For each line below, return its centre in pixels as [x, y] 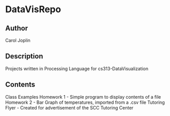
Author [16, 28]
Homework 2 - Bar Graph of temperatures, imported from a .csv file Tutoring [85, 102]
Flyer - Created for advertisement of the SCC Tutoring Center [69, 107]
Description [24, 56]
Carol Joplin [18, 40]
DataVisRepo [33, 9]
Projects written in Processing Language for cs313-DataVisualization [77, 68]
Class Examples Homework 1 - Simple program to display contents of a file [83, 97]
